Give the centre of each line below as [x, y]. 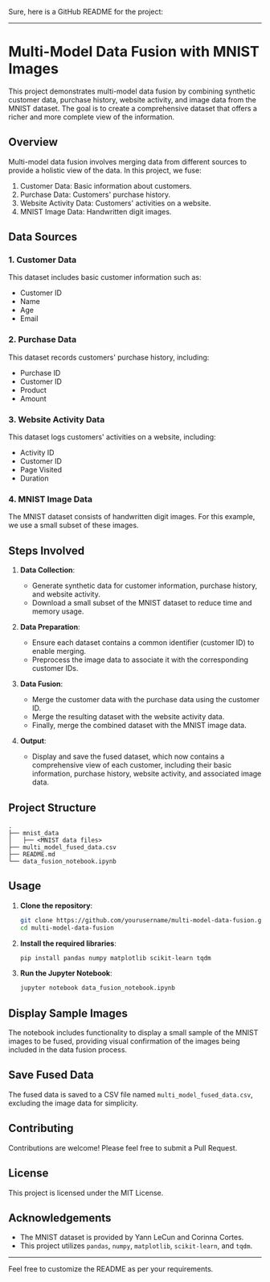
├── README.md [32, 854]
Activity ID [37, 453]
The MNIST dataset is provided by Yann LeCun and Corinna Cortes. [132, 1238]
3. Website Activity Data [57, 419]
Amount [33, 398]
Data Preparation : [50, 627]
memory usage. [58, 611]
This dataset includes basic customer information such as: [105, 277]
